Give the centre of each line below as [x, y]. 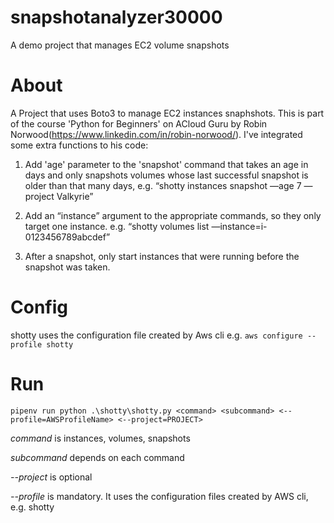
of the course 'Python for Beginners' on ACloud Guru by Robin [139, 123]
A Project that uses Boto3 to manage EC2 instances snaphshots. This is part [167, 113]
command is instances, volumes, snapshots [100, 438]
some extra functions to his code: [79, 145]
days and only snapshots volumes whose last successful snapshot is [166, 175]
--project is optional [51, 477]
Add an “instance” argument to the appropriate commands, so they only [173, 215]
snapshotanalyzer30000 [116, 17]
